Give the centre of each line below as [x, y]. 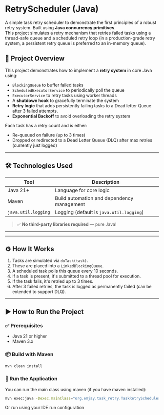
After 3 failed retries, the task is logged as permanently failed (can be [82, 287]
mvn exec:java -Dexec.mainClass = [39, 398]
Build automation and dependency [94, 198]
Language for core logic [82, 190]
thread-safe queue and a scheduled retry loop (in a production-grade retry [80, 38]
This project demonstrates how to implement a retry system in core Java [79, 70]
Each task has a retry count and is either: [46, 125]
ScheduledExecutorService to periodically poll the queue [68, 90]
